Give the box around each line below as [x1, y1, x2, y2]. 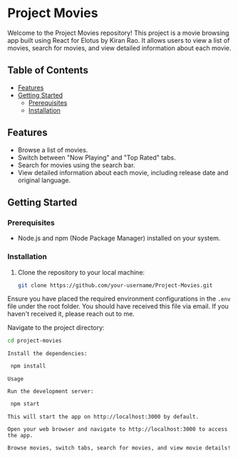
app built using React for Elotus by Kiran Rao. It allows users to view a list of [7, 36, 230, 44]
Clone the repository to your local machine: [17, 268, 145, 276]
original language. [17, 176, 71, 184]
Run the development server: [7, 388, 94, 395]
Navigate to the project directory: [7, 323, 105, 332]
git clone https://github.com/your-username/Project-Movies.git [17, 281, 213, 289]
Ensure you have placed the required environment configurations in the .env [7, 294, 231, 303]
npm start [10, 400, 40, 407]
